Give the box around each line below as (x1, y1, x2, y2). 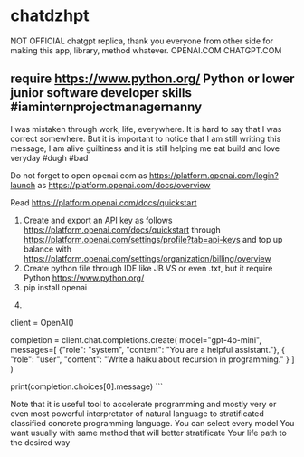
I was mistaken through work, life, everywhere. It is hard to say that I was (10, 123, 282, 134)
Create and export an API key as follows (23, 214, 173, 225)
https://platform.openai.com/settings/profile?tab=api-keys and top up (23, 233, 283, 244)
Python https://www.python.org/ (23, 272, 145, 283)
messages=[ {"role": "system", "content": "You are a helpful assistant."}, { (10, 344, 286, 355)
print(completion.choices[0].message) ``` (10, 381, 164, 392)
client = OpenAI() (10, 317, 75, 328)
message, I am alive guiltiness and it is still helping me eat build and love (10, 142, 280, 154)
